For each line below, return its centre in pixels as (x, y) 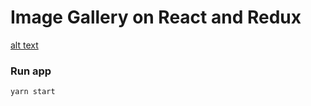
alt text (24, 45)
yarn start (33, 92)
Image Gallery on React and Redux (156, 17)
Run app (31, 71)
